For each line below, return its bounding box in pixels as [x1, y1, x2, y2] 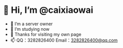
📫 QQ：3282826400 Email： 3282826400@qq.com [10, 37, 118, 43]
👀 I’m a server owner [10, 21, 53, 27]
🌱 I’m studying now [10, 26, 50, 32]
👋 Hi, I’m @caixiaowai [3, 4, 94, 16]
